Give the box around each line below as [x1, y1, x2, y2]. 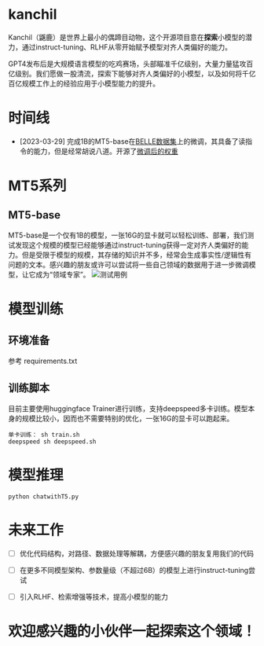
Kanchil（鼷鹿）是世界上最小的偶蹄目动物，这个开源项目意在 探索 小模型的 [8, 32, 246, 42]
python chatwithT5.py [8, 493, 79, 501]
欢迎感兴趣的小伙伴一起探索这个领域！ [8, 622, 257, 640]
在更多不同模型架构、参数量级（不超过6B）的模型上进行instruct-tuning [19, 565, 249, 574]
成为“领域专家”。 [35, 270, 90, 279]
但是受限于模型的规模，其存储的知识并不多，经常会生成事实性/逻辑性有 [21, 250, 252, 259]
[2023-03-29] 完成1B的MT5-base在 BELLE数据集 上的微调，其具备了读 [19, 136, 246, 146]
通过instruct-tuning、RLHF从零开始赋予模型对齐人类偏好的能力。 [21, 42, 232, 52]
